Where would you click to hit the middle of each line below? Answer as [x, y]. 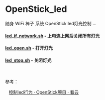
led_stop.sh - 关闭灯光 [28, 60]
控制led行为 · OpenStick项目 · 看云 [44, 92]
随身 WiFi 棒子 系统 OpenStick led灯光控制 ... [51, 23]
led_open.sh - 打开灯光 [29, 48]
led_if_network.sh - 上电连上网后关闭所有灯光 [52, 36]
